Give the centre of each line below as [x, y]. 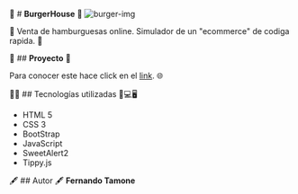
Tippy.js [37, 163]
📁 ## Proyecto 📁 [41, 58]
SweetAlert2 [45, 153]
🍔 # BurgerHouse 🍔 [46, 14]
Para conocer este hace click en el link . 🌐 [86, 75]
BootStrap [41, 134]
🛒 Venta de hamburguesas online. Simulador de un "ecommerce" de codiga [149, 31]
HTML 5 [37, 115]
